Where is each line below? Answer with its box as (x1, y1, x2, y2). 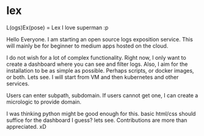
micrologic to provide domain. (6, 98, 82, 106)
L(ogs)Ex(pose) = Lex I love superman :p (6, 24, 109, 31)
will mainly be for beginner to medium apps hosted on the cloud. (6, 42, 169, 49)
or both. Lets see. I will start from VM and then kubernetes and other (6, 73, 179, 81)
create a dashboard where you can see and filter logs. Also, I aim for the (6, 60, 188, 68)
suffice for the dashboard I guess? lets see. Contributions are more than (6, 116, 188, 124)
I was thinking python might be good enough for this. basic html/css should (6, 110, 196, 117)
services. (6, 80, 29, 87)
